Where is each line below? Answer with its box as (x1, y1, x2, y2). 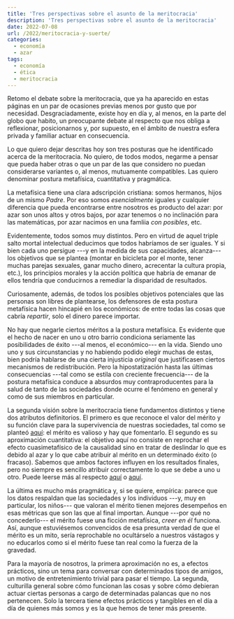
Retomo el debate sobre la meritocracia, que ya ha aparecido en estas (7, 94, 210, 103)
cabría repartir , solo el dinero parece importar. (7, 312, 140, 320)
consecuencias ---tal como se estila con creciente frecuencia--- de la (7, 370, 210, 378)
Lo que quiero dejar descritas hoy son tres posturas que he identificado (7, 145, 214, 154)
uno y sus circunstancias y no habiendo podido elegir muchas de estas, (7, 348, 214, 357)
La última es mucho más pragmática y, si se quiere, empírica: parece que (7, 487, 218, 495)
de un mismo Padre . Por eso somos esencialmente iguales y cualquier (7, 196, 210, 204)
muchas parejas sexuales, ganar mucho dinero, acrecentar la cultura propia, (7, 262, 227, 270)
